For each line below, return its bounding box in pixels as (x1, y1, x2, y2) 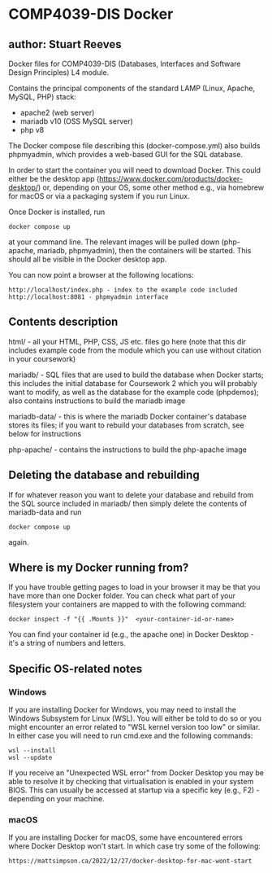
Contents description (8, 315, 119, 329)
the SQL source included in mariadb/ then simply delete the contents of (8, 498, 248, 508)
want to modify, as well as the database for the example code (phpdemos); (8, 387, 260, 397)
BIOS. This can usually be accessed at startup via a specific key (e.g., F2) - (8, 785, 260, 795)
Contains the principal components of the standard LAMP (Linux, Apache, (8, 83, 256, 93)
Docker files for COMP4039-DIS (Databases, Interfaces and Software (8, 59, 241, 68)
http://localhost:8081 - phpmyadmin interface (8, 293, 169, 301)
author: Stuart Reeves (8, 37, 122, 51)
